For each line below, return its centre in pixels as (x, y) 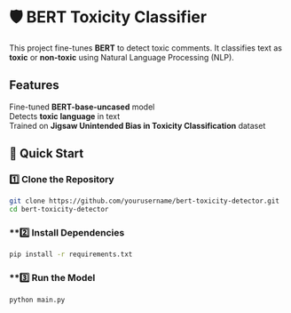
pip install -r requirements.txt (71, 254)
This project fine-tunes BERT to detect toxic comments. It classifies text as (145, 48)
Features (34, 85)
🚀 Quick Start (47, 153)
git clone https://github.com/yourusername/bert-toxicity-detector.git (144, 201)
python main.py (37, 300)
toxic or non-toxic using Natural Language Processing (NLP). (122, 57)
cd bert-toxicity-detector (59, 210)
